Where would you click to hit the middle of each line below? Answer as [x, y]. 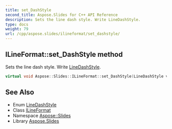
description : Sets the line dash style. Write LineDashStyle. [73, 19]
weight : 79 [17, 29]
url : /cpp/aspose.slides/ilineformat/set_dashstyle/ [63, 34]
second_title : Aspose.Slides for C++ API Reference [61, 15]
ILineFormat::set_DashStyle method [64, 55]
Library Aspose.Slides [36, 121]
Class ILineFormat [32, 110]
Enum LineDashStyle [35, 104]
